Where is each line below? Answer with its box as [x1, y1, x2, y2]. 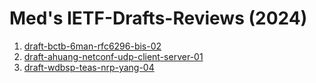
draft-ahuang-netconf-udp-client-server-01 [23, 50, 204, 62]
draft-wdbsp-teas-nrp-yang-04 [23, 61, 155, 73]
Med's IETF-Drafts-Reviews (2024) [9, 7, 308, 30]
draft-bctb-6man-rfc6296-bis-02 [23, 40, 162, 52]
